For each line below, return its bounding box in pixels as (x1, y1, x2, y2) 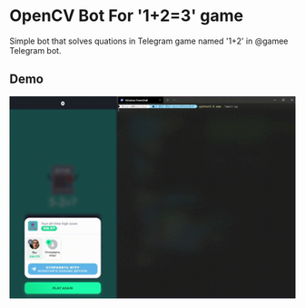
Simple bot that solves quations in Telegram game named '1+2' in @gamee (9, 35, 289, 46)
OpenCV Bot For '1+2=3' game (9, 5, 243, 26)
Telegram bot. (9, 45, 62, 55)
